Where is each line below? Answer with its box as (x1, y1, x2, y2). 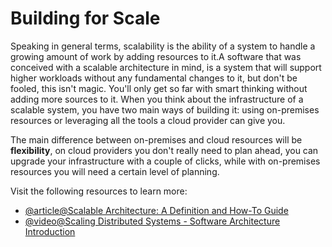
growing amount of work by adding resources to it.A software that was (10, 50, 302, 62)
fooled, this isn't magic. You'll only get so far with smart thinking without (10, 82, 308, 94)
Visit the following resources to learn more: (10, 185, 188, 197)
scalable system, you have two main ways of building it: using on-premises (10, 103, 320, 116)
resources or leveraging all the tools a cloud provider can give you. (10, 114, 286, 126)
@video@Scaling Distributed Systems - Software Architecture (24, 215, 281, 227)
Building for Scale (10, 7, 161, 30)
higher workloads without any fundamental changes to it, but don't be (10, 72, 298, 84)
